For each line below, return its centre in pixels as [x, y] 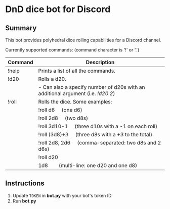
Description [100, 62]
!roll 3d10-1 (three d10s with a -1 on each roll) [98, 126]
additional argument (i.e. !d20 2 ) [77, 93]
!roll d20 [48, 157]
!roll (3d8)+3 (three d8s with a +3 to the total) [95, 135]
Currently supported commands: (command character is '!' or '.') [72, 50]
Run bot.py [24, 201]
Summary [21, 28]
